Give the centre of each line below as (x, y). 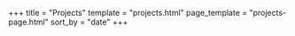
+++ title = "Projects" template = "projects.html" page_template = (128, 13)
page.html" (29, 22)
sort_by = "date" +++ (89, 22)
